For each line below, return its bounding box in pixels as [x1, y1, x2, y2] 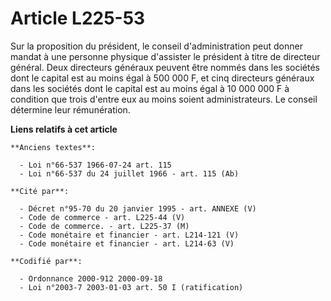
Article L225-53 [10, 7, 146, 30]
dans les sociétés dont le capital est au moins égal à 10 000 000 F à [10, 82, 290, 94]
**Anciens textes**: [10, 142, 97, 152]
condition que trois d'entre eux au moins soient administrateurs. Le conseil [10, 93, 318, 105]
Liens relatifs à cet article [10, 123, 118, 135]
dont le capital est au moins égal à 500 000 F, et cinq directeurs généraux [10, 72, 315, 84]
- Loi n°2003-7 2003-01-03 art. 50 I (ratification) [19, 282, 244, 292]
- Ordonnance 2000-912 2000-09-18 [19, 273, 163, 284]
